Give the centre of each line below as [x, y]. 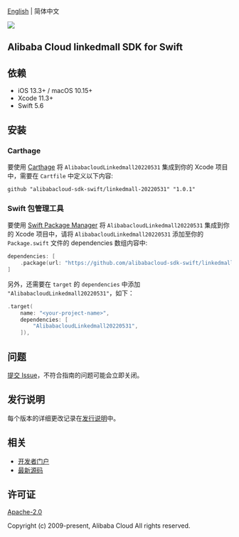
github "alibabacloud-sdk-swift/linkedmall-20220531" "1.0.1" [101, 189]
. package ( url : [41, 263]
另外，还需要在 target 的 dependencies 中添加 [74, 284]
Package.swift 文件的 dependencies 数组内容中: [78, 243]
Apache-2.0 [25, 512]
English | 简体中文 [33, 11]
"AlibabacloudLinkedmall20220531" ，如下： [71, 293]
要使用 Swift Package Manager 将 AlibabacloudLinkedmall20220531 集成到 [116, 225]
